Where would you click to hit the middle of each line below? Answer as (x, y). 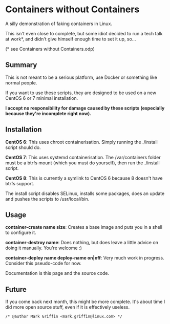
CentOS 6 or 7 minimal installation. (42, 98)
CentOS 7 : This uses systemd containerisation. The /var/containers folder (83, 157)
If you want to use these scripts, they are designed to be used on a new (81, 93)
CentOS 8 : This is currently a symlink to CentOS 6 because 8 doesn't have (84, 178)
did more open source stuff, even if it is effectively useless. (67, 307)
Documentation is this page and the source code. (57, 273)
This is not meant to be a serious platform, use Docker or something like (81, 77)
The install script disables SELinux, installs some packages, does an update (85, 193)
